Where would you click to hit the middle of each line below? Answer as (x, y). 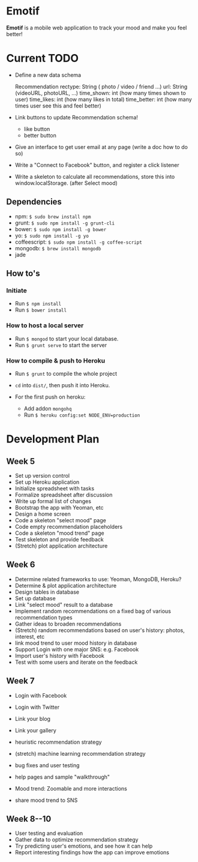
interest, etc (30, 636)
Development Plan (53, 439)
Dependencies (34, 202)
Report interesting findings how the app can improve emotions (92, 852)
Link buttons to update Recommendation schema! (76, 117)
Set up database (35, 598)
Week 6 (21, 565)
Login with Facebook (41, 695)
